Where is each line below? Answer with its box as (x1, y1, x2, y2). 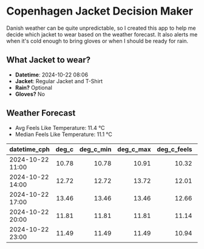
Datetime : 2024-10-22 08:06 (15, 71, 89, 78)
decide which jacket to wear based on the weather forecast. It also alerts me (6, 30, 198, 38)
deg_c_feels (157, 145, 192, 153)
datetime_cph (9, 145, 50, 153)
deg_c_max (117, 145, 151, 153)
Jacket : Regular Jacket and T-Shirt (15, 77, 103, 84)
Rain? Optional (15, 84, 53, 91)
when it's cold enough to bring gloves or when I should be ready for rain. (6, 37, 189, 44)
